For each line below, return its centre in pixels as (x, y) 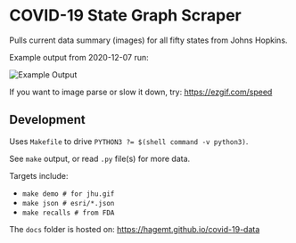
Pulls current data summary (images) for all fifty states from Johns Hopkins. (148, 40)
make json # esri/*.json (68, 203)
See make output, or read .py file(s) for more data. (100, 158)
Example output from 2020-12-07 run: (79, 57)
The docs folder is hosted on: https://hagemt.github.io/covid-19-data (135, 229)
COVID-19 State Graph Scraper (126, 16)
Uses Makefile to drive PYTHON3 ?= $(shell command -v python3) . (129, 141)
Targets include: (39, 175)
